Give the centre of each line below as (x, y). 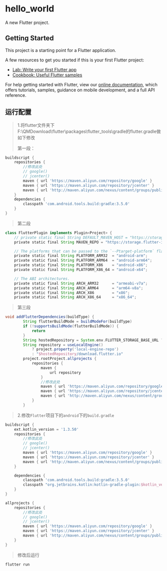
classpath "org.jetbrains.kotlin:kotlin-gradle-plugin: (82, 485)
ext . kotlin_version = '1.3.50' (46, 429)
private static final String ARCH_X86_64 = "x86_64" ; (75, 297)
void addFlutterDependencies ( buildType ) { (50, 317)
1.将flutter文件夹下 (36, 125)
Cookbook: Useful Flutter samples (47, 75)
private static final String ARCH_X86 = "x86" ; (72, 292)
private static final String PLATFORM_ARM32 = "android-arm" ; (81, 256)
